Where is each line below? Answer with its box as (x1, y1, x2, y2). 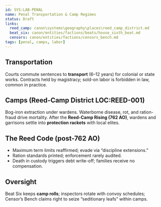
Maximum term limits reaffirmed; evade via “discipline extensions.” (12, 147, 149, 153)
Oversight (5, 177, 37, 186)
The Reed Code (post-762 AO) (5, 134, 100, 142)
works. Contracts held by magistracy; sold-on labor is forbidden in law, (5, 76, 150, 82)
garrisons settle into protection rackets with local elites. (5, 120, 120, 126)
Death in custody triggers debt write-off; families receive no (12, 158, 135, 164)
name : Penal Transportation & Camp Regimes (5, 12, 97, 17)
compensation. (12, 163, 43, 169)
